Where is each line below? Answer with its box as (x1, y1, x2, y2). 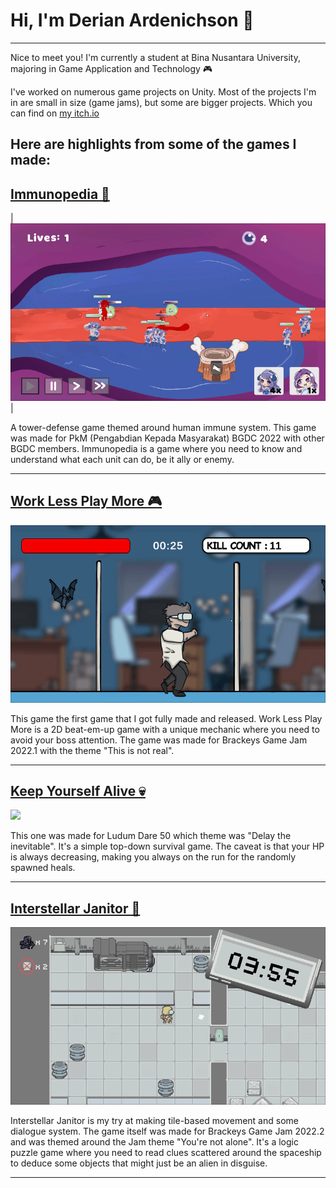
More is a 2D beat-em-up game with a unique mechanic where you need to (10, 723, 320, 735)
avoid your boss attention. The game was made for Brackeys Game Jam (10, 734, 308, 746)
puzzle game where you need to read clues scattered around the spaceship (10, 1147, 322, 1159)
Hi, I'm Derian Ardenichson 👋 (10, 9, 255, 32)
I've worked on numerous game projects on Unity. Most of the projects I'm (10, 85, 317, 98)
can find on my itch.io (10, 107, 100, 119)
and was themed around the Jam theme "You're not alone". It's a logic (10, 1136, 299, 1148)
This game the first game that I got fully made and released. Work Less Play (10, 712, 323, 724)
